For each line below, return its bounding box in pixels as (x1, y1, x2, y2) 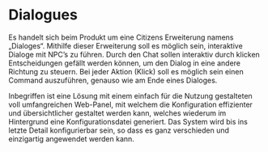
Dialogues (8, 6, 79, 24)
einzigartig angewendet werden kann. (8, 133, 135, 143)
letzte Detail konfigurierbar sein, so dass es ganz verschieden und (8, 125, 229, 135)
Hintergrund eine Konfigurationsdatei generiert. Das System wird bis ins (8, 116, 249, 126)
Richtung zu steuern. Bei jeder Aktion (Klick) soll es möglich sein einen (8, 66, 245, 76)
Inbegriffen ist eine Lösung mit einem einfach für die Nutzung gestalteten (8, 91, 253, 100)
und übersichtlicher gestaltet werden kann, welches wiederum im (8, 108, 227, 118)
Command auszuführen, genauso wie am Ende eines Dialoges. (8, 75, 218, 85)
